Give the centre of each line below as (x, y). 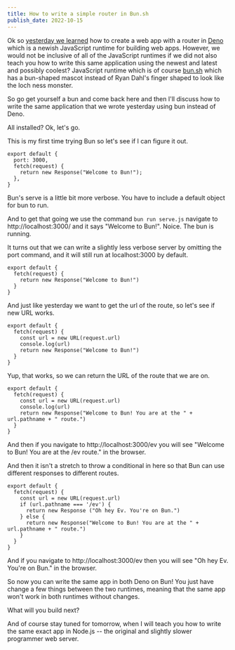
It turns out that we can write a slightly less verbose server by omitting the (115, 247)
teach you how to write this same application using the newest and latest (112, 63)
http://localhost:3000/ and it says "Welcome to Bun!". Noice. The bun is (110, 226)
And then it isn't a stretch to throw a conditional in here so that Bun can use (116, 465)
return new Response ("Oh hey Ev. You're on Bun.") (103, 510)
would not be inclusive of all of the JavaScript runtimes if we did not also (112, 55)
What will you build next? (43, 610)
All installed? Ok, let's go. (44, 127)
